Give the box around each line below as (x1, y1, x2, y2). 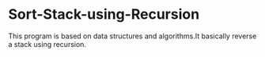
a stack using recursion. (8, 39, 87, 48)
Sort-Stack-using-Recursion (8, 5, 200, 23)
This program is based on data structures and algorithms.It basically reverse (8, 31, 257, 41)
